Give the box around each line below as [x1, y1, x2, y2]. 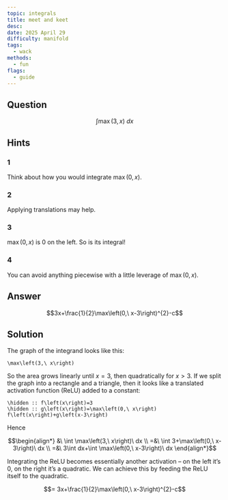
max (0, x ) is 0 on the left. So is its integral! [7, 238, 126, 246]
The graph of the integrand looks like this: [7, 347, 125, 355]
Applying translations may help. [7, 206, 96, 214]
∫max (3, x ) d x [96, 117, 134, 125]
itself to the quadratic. [7, 472, 70, 480]
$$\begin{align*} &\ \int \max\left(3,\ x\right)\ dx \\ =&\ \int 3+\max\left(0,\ [8, 437, 214, 445]
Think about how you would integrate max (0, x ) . [7, 172, 142, 181]
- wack [13, 49, 32, 55]
